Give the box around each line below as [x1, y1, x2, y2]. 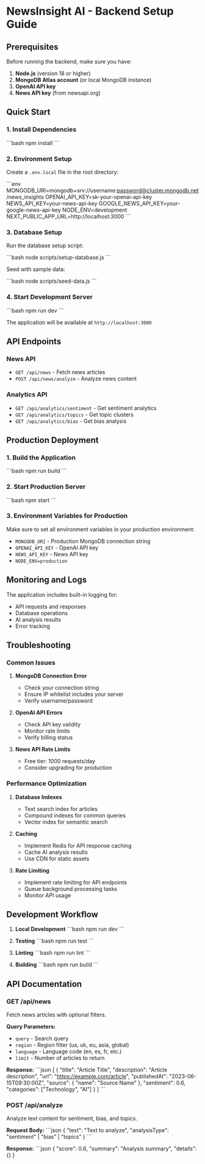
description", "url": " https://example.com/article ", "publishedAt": [6, 1073, 168, 1080]
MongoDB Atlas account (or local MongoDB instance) [15, 76, 152, 83]
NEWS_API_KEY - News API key [15, 550, 88, 558]
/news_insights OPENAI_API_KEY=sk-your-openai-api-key [6, 193, 153, 200]
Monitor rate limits [24, 727, 70, 735]
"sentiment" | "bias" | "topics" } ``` [6, 1133, 93, 1141]
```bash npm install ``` [6, 139, 60, 146]
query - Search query [15, 1035, 69, 1042]
